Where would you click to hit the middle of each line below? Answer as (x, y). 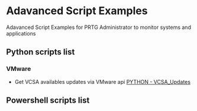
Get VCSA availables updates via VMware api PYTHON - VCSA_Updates (103, 81)
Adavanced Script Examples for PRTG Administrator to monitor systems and (98, 27)
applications (21, 33)
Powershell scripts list (48, 101)
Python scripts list (41, 52)
